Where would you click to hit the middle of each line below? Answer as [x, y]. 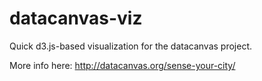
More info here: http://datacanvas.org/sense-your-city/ [122, 65]
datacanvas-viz [76, 18]
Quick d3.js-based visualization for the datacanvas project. [131, 46]
